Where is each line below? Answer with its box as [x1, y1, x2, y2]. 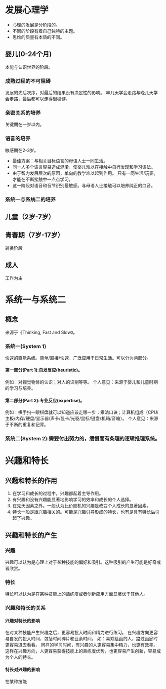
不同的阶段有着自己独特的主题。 [12, 28, 78, 34]
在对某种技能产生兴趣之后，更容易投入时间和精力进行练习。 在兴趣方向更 [5, 630, 154, 636]
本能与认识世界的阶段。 [5, 64, 53, 70]
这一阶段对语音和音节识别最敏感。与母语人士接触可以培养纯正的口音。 [12, 182, 156, 188]
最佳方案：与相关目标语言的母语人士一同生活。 [12, 157, 108, 163]
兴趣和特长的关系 [5, 605, 46, 612]
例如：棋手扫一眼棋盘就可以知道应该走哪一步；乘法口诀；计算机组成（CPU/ [5, 409, 159, 415]
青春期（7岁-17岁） [5, 231, 64, 239]
